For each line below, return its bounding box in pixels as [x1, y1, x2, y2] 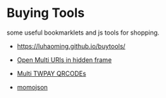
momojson [16, 82, 48, 91]
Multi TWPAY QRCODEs [16, 69, 86, 78]
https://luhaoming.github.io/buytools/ [16, 42, 126, 50]
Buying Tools [6, 5, 85, 21]
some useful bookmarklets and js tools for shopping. [6, 28, 160, 37]
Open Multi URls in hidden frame [16, 55, 112, 64]
